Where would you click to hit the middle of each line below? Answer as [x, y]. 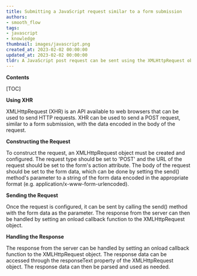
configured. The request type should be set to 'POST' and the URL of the [94, 159]
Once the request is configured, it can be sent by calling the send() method [97, 206]
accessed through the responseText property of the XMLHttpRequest [90, 260]
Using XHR [20, 100]
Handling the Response [35, 236]
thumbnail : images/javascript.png [48, 45]
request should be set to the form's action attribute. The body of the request [98, 165]
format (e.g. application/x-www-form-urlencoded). [67, 184]
